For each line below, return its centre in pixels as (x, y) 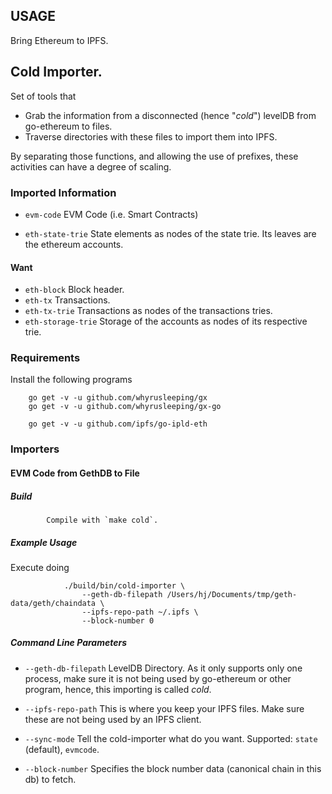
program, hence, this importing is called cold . (118, 689)
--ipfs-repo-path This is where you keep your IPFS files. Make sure (164, 708)
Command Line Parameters (69, 643)
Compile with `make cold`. (102, 520)
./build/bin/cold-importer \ (124, 585)
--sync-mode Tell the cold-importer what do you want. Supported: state (171, 738)
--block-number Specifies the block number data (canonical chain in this (173, 768)
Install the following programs (71, 380)
